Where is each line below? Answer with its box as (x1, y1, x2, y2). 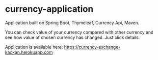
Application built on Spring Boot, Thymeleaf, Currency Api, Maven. (5, 20, 140, 26)
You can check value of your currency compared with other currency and (5, 29, 154, 35)
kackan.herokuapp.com (5, 49, 53, 55)
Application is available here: (5, 44, 63, 50)
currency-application (5, 3, 94, 15)
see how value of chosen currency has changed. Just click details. (5, 34, 140, 40)
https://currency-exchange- (64, 44, 121, 50)
